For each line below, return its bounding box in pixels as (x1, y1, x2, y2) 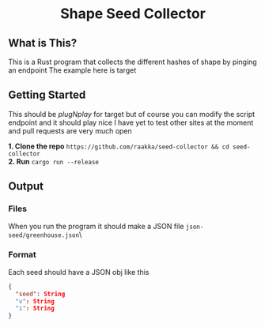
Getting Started (8, 88, 86, 102)
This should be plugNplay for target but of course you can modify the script (8, 109, 256, 118)
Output (8, 179, 44, 194)
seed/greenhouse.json (8, 231, 80, 239)
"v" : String (15, 297, 55, 305)
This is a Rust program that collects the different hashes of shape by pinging (8, 57, 257, 66)
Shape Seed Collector (60, 5, 206, 23)
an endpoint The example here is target (8, 66, 137, 75)
